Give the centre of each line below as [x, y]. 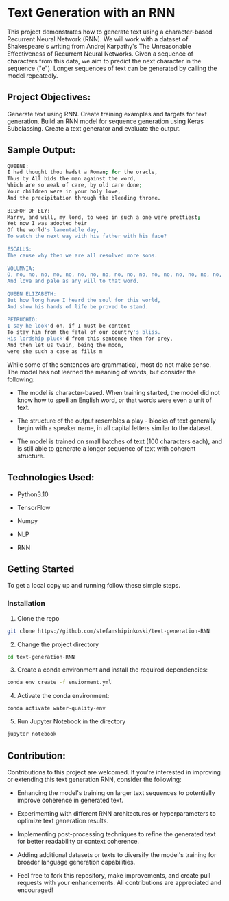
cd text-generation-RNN [41, 657]
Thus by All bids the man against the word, [72, 179]
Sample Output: [41, 150]
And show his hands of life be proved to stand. [78, 307]
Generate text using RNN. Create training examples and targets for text [107, 114]
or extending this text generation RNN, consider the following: [94, 779]
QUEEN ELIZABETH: [32, 294]
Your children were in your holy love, [64, 192]
